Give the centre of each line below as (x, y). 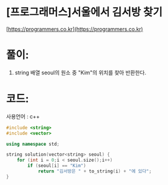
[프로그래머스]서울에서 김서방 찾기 (84, 12)
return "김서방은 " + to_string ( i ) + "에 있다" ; (95, 171)
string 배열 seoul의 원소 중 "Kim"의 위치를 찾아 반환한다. (80, 73)
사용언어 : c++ (23, 116)
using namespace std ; (33, 144)
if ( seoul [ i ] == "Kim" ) (57, 166)
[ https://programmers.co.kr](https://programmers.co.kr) (75, 29)
